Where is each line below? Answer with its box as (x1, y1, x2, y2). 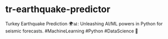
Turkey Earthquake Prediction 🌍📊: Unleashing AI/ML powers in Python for (5, 20, 163, 26)
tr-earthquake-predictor (5, 4, 111, 15)
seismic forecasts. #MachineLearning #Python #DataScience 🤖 (5, 28, 138, 34)
